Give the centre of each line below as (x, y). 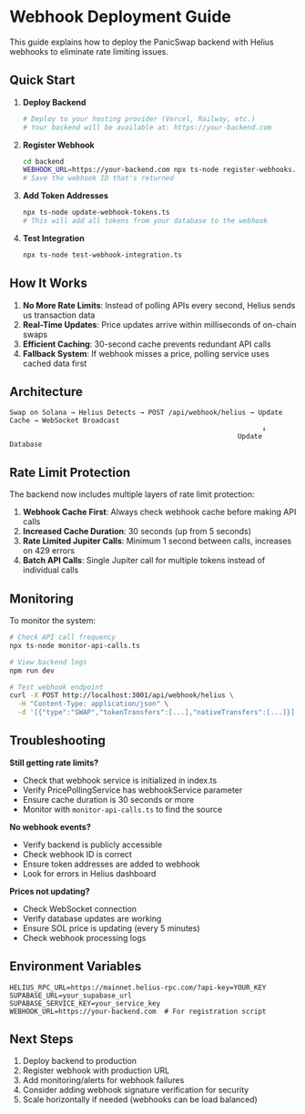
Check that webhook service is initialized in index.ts (120, 780)
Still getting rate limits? (54, 763)
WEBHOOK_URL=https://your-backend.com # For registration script (138, 1011)
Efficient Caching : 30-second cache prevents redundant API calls (147, 344)
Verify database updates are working (92, 918)
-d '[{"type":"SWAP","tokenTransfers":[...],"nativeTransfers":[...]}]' (158, 713)
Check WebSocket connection (80, 908)
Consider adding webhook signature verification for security (136, 1090)
